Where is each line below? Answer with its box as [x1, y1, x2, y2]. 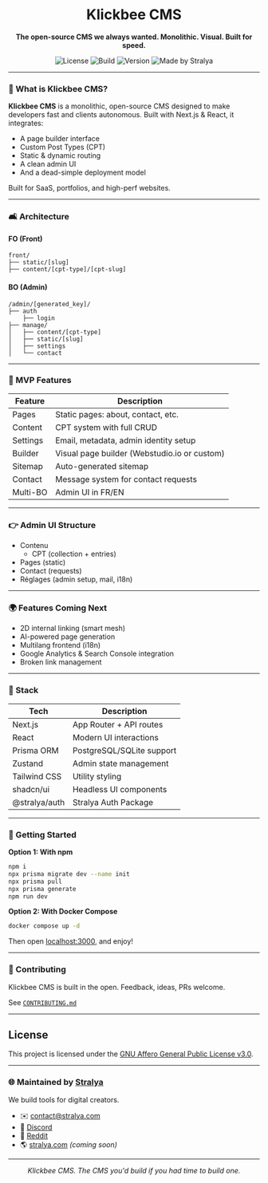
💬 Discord [19, 1122, 53, 1132]
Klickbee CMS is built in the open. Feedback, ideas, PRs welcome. [8, 982, 226, 992]
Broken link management [19, 657, 102, 667]
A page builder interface [19, 134, 100, 144]
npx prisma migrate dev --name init [8, 870, 130, 878]
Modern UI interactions [72, 731, 160, 743]
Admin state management [72, 758, 169, 769]
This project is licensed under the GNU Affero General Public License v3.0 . [8, 1049, 254, 1059]
